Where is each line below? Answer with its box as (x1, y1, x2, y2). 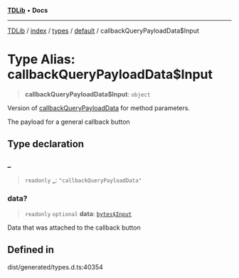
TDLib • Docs (7, 6, 48, 14)
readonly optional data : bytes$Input (24, 209, 132, 218)
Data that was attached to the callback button (7, 223, 141, 232)
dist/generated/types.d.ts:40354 (7, 262, 103, 271)
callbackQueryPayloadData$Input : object (24, 90, 151, 98)
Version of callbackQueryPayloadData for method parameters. (7, 103, 191, 112)
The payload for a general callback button (7, 117, 130, 126)
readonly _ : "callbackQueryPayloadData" (24, 176, 142, 184)
